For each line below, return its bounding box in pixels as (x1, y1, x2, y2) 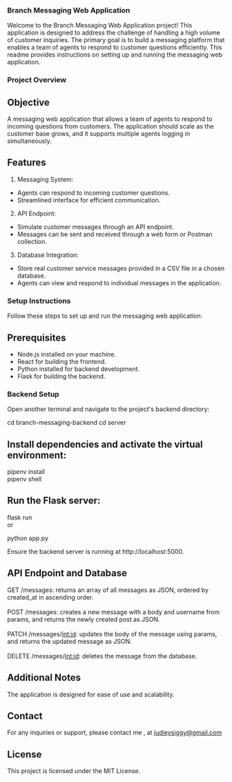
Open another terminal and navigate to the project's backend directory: (7, 405, 210, 413)
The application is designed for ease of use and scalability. (7, 690, 175, 698)
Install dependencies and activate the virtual (7, 438, 203, 450)
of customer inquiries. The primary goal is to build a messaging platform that (7, 36, 225, 44)
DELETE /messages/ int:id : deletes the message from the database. (7, 651, 197, 660)
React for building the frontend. (17, 357, 107, 365)
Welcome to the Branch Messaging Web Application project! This (7, 21, 193, 30)
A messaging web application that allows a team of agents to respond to (7, 115, 213, 123)
